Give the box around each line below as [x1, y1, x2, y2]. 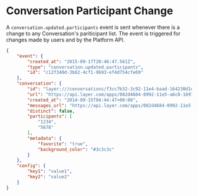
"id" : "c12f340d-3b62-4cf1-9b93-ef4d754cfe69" [27, 70, 144, 76]
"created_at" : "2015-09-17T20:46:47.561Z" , [27, 58, 136, 64]
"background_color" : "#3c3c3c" [37, 146, 115, 152]
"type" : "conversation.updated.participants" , [27, 64, 144, 70]
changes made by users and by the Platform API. [6, 36, 125, 43]
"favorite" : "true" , [37, 141, 88, 147]
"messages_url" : [27, 102, 67, 109]
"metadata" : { [27, 135, 62, 141]
